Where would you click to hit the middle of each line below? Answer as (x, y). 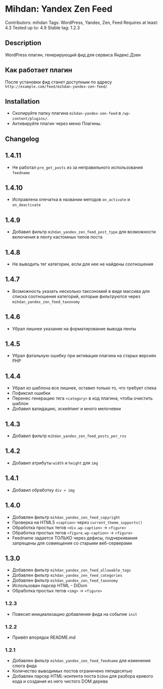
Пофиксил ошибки (31, 393)
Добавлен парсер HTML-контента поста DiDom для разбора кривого (82, 676)
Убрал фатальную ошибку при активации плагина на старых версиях (84, 356)
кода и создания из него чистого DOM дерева (60, 681)
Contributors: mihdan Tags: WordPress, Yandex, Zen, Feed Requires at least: (82, 22)
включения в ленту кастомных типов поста (57, 237)
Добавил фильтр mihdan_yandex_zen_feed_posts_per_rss (69, 436)
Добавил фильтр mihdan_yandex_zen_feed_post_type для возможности (84, 232)
